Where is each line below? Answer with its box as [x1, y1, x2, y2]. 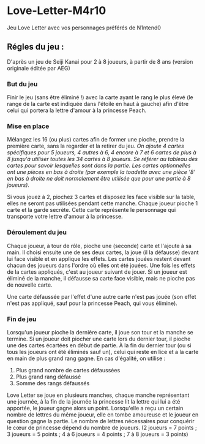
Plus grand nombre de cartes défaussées [15, 366, 121, 374]
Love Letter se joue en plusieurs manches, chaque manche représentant [7, 391, 190, 399]
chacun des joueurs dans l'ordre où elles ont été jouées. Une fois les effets [7, 262, 196, 269]
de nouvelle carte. [7, 281, 53, 288]
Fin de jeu [7, 315, 37, 323]
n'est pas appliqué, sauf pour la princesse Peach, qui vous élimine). [7, 299, 178, 307]
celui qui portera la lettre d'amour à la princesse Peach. [7, 107, 147, 114]
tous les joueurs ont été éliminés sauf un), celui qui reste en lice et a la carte [7, 348, 199, 355]
